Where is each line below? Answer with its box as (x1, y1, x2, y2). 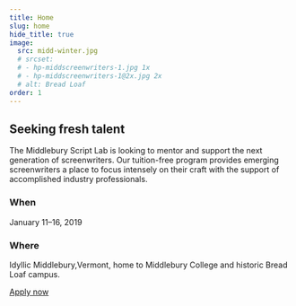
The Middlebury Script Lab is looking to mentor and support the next (9, 145, 263, 156)
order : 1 (9, 88, 42, 97)
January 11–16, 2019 (9, 216, 83, 227)
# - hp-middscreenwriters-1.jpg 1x (17, 64, 151, 73)
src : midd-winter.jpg (17, 47, 99, 56)
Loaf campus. (9, 268, 60, 279)
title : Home (9, 13, 54, 22)
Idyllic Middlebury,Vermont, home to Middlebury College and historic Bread (9, 259, 289, 270)
